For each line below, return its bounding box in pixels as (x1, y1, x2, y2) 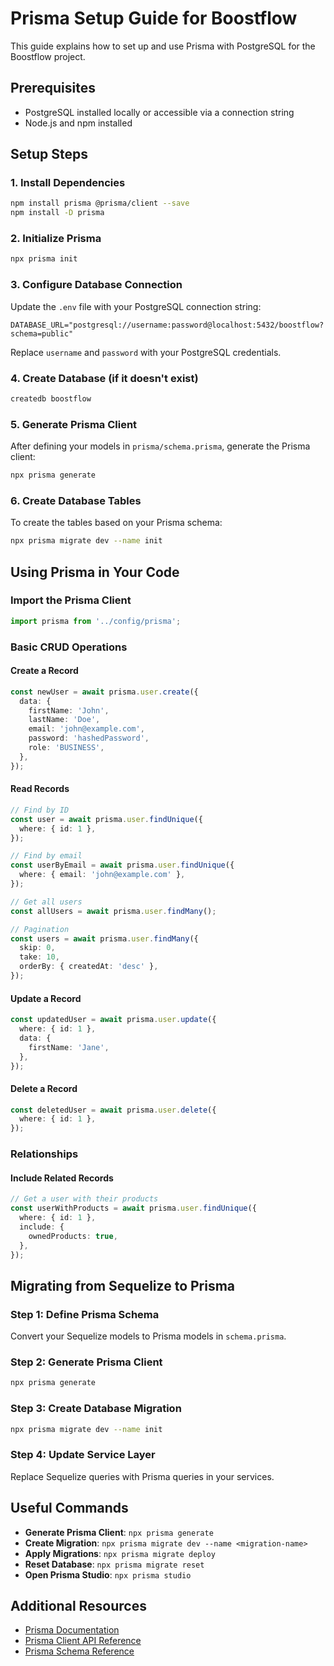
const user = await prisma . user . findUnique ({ (10, 814, 203, 824)
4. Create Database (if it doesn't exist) (10, 371, 199, 385)
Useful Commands (10, 1500, 129, 1517)
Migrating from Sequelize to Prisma (10, 1277, 236, 1294)
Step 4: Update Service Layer (10, 1448, 156, 1462)
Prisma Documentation (24, 1624, 120, 1636)
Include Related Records (10, 1172, 114, 1184)
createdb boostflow (10, 393, 92, 404)
